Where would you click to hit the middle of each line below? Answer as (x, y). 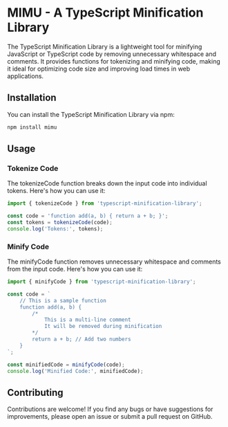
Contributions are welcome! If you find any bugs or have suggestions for (110, 409)
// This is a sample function (63, 300)
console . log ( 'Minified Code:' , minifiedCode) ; (75, 371)
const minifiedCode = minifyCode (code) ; (66, 365)
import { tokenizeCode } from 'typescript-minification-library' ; (105, 203)
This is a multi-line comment (87, 320)
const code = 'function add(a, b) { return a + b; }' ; (88, 216)
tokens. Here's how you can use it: (56, 191)
